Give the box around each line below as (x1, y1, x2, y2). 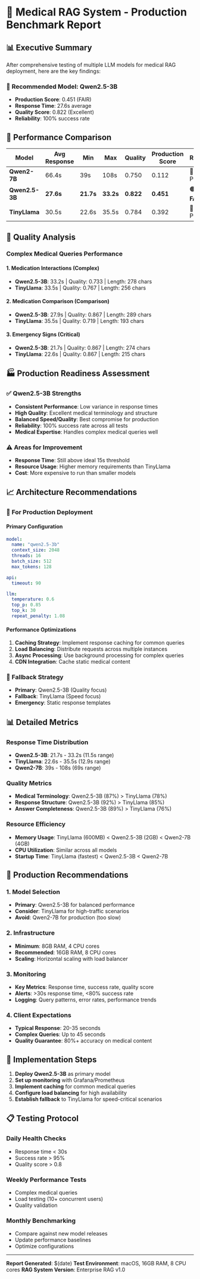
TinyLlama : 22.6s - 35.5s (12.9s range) (14, 758, 111, 765)
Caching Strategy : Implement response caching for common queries (14, 639, 185, 646)
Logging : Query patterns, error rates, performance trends (14, 996, 157, 1003)
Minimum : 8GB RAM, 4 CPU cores (14, 942, 100, 950)
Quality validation (14, 1202, 58, 1209)
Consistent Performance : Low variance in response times (14, 403, 158, 410)
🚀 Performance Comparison (6, 132, 112, 142)
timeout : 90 (11, 580, 42, 586)
